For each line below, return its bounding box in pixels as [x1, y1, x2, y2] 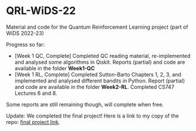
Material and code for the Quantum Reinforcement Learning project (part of [6, 23, 188, 30]
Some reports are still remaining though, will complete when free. [6, 101, 164, 108]
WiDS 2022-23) [6, 29, 44, 36]
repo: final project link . [6, 118, 60, 125]
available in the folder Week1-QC [14, 64, 95, 71]
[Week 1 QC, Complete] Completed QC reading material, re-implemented [14, 52, 191, 59]
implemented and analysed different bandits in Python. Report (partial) [14, 77, 185, 84]
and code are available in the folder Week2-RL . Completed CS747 [14, 83, 175, 90]
